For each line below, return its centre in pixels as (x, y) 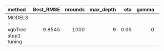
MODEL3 (18, 18)
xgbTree (17, 30)
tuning (15, 42)
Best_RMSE (46, 9)
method (17, 9)
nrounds (75, 9)
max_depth (103, 9)
